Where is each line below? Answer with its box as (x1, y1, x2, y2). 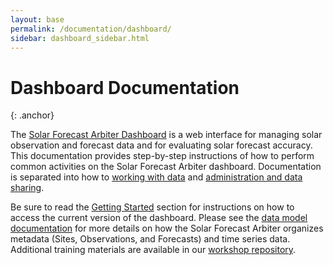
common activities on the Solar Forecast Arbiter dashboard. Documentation (10, 161, 322, 173)
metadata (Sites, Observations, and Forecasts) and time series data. (10, 233, 291, 245)
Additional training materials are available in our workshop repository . (10, 244, 297, 256)
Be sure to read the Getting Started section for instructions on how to (10, 201, 295, 213)
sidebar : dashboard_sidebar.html (10, 33, 150, 43)
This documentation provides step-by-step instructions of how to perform (10, 150, 315, 162)
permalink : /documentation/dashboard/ (10, 24, 172, 34)
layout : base (10, 14, 65, 25)
